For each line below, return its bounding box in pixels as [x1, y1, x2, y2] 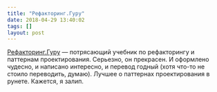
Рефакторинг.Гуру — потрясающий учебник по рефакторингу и [7, 48, 195, 56]
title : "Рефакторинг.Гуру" [7, 10, 85, 17]
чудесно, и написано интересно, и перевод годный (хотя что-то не [7, 62, 205, 71]
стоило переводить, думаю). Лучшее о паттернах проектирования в [7, 70, 210, 78]
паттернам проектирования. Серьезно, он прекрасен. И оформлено [7, 56, 209, 64]
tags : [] [7, 23, 32, 30]
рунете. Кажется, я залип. [7, 77, 84, 86]
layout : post [7, 29, 45, 36]
